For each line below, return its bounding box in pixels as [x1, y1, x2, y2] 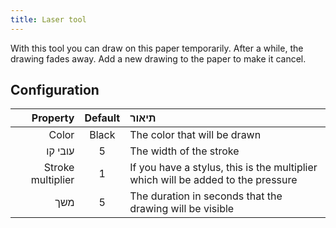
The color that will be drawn [129, 128, 262, 142]
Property [31, 111, 75, 125]
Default [84, 111, 121, 125]
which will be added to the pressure [129, 173, 298, 187]
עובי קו [46, 144, 75, 158]
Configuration [10, 82, 100, 99]
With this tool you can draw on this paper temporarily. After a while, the [10, 42, 304, 54]
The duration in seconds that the [129, 189, 283, 203]
